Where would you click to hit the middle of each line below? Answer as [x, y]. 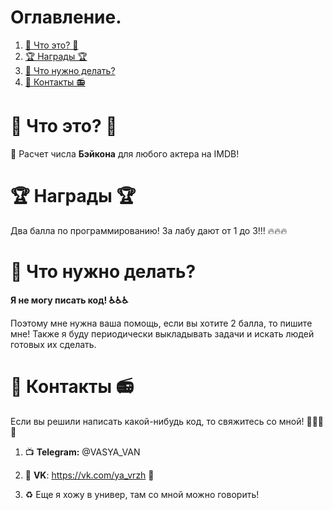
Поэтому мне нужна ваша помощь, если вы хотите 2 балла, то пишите [161, 323]
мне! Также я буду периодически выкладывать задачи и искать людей [162, 333]
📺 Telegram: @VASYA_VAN [82, 452]
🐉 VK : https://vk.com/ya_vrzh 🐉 [89, 475]
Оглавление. [66, 17]
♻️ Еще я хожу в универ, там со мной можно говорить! [142, 494]
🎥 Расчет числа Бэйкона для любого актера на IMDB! [125, 153]
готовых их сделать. [53, 344]
